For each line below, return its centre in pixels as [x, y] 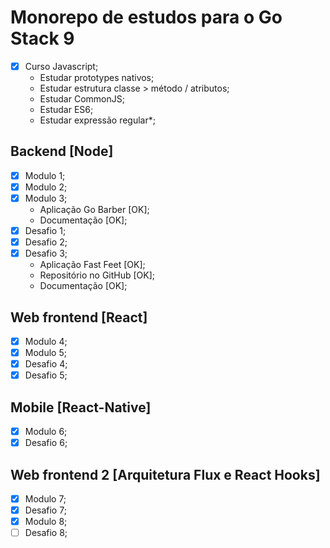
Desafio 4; [46, 364]
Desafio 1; [45, 230]
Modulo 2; [46, 187]
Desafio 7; [45, 510]
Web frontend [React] [79, 317]
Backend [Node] [62, 151]
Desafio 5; [46, 375]
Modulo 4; [46, 341]
